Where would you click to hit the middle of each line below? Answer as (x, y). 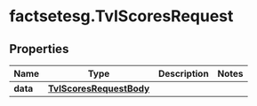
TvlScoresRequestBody (99, 88)
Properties (39, 49)
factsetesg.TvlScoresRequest (121, 16)
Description (184, 74)
